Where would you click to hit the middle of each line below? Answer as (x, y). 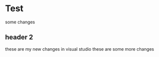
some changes (20, 22)
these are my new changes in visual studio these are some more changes (79, 49)
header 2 (19, 37)
